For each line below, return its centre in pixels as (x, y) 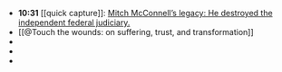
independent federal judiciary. (74, 22)
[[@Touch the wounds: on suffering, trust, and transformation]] (136, 32)
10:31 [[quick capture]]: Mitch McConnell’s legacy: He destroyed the (146, 13)
